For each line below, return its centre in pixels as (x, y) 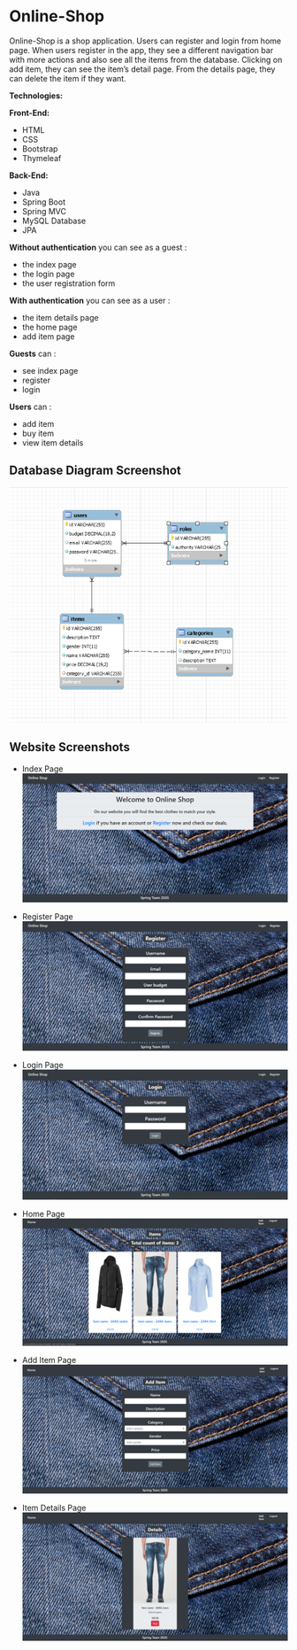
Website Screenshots (70, 747)
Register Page (47, 916)
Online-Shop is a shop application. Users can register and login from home (145, 41)
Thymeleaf (42, 158)
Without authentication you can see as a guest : (98, 247)
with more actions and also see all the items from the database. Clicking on (146, 59)
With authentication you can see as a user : (90, 300)
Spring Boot (44, 202)
